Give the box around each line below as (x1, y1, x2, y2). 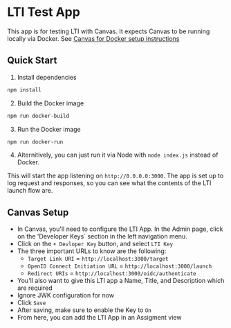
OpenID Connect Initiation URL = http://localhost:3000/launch (27, 261, 212, 270)
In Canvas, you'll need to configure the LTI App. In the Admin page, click (17, 225, 223, 233)
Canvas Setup (7, 206, 69, 218)
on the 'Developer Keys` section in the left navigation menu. (17, 232, 188, 241)
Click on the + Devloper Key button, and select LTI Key (17, 240, 174, 248)
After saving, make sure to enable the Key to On (17, 306, 152, 314)
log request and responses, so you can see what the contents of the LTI (7, 179, 212, 187)
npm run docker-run (7, 138, 64, 146)
